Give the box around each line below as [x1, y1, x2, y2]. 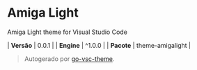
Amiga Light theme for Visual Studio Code [7, 28, 127, 36]
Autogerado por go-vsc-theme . [24, 54, 115, 63]
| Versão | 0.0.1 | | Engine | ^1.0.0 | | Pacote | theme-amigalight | [7, 41, 191, 49]
